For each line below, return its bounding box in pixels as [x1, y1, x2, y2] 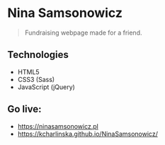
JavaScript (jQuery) [17, 83, 76, 91]
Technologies [7, 49, 69, 61]
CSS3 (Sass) [17, 75, 55, 83]
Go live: [7, 103, 42, 115]
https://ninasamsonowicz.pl [17, 122, 99, 130]
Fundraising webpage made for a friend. [24, 28, 142, 37]
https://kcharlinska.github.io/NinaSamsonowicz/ [17, 129, 158, 138]
